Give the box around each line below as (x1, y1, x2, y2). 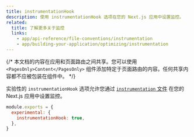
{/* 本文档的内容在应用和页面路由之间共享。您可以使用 (6, 58, 137, 65)
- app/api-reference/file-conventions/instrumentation (16, 36, 153, 42)
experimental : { (11, 109, 51, 115)
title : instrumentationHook (6, 8, 75, 15)
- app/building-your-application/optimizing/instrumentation (16, 42, 168, 47)
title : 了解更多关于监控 (11, 25, 65, 31)
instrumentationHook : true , (16, 115, 85, 121)
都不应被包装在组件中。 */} (11, 73, 76, 80)
